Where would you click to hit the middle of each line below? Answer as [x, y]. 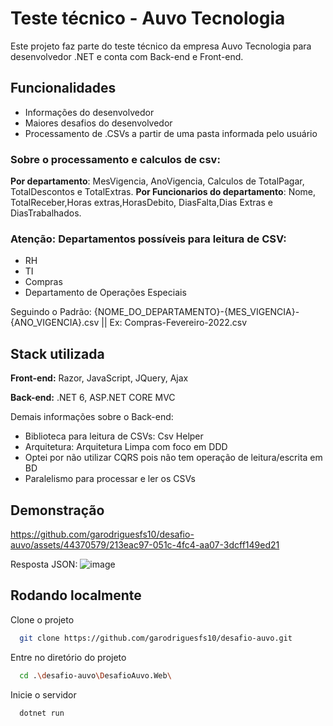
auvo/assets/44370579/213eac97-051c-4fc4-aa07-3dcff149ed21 [145, 544]
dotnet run [42, 713]
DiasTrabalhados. [46, 213]
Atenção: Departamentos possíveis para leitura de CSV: [148, 239]
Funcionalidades [63, 88]
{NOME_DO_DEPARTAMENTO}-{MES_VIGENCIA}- [196, 312]
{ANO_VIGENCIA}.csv [55, 323]
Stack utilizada [57, 353]
